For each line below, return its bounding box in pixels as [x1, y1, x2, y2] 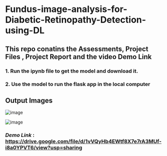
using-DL [5, 25, 45, 36]
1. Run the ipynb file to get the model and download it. [5, 67, 138, 74]
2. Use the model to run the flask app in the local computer [5, 81, 150, 88]
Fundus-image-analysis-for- [5, 3, 127, 15]
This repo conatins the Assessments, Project [5, 44, 149, 53]
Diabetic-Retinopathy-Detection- [5, 14, 146, 25]
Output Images [5, 96, 53, 104]
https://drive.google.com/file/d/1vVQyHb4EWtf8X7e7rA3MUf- [5, 138, 162, 145]
